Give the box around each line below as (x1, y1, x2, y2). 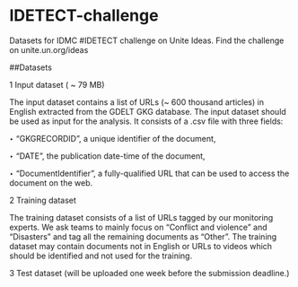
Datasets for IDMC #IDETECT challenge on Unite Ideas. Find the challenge (9, 35, 285, 46)
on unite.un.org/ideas (9, 44, 89, 55)
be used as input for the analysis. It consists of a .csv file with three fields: (9, 116, 284, 126)
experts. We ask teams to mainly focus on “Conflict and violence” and (9, 222, 267, 232)
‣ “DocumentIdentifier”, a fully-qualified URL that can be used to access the (9, 168, 290, 178)
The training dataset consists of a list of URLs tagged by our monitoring (9, 212, 274, 222)
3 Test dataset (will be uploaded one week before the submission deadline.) (9, 267, 290, 278)
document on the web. (9, 177, 92, 188)
